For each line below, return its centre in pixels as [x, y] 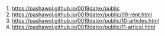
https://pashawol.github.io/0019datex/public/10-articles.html [85, 21]
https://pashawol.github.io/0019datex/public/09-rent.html [82, 15]
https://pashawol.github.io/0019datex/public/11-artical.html [83, 27]
